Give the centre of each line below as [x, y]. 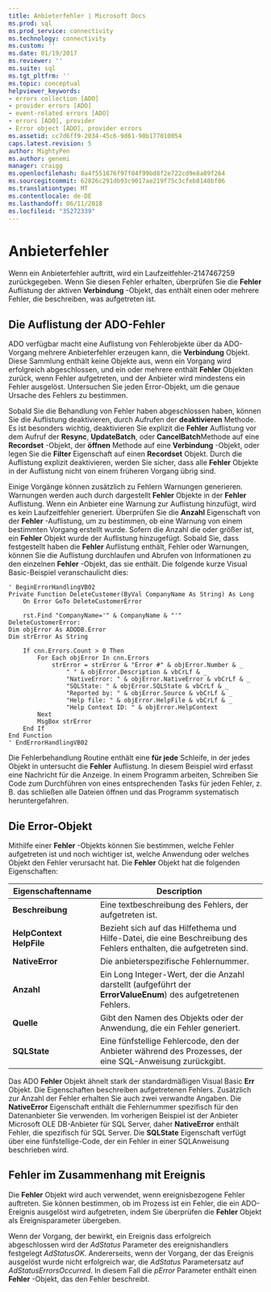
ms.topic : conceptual [45, 83]
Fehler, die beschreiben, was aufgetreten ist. [82, 299]
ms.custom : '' [32, 46]
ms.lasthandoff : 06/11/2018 [56, 203]
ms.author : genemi [39, 158]
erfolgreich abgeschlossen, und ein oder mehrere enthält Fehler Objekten [131, 370]
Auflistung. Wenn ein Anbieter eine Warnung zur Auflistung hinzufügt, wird [132, 504]
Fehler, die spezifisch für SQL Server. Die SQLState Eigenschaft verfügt [127, 1132]
